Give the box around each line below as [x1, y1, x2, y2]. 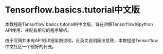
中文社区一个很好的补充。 [5, 43, 56, 49]
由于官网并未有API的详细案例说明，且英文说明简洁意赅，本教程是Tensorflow [5, 37, 158, 43]
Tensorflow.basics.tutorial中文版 [5, 4, 140, 15]
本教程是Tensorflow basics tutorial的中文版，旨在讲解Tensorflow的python [5, 21, 153, 27]
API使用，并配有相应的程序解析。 [5, 27, 72, 33]
